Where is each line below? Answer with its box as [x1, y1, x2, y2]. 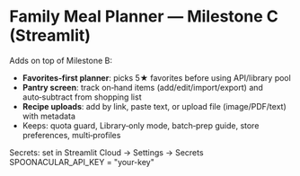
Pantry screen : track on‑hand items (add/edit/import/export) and [22, 82, 263, 92]
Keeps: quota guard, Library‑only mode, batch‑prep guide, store [22, 119, 260, 131]
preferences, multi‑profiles [22, 129, 121, 140]
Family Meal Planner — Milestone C [9, 6, 278, 27]
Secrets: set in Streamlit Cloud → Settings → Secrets [9, 146, 204, 158]
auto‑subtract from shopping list [22, 92, 142, 102]
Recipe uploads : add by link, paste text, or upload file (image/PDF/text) [22, 101, 287, 111]
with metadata [22, 110, 76, 121]
